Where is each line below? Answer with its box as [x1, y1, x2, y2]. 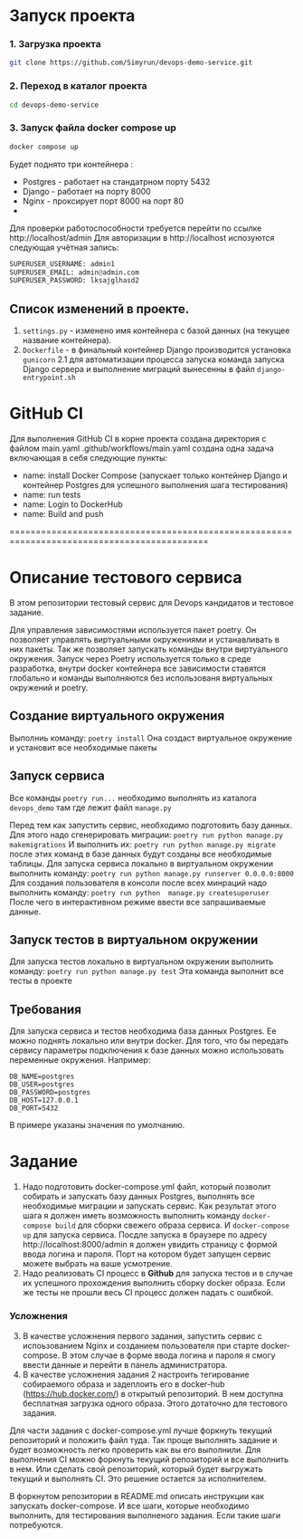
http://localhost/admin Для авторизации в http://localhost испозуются [9, 232, 275, 243]
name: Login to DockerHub [22, 499, 124, 510]
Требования [9, 1001, 81, 1017]
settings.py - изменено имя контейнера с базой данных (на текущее [22, 325, 290, 336]
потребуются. [9, 1519, 63, 1530]
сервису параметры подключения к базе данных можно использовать [9, 1045, 285, 1056]
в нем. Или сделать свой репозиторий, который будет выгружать [9, 1463, 264, 1474]
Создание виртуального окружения [9, 708, 225, 724]
